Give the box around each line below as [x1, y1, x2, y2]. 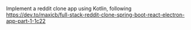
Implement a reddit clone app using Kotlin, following [6, 5, 132, 12]
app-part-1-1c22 [6, 18, 46, 24]
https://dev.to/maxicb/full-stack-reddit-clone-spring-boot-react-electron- [6, 11, 185, 18]
